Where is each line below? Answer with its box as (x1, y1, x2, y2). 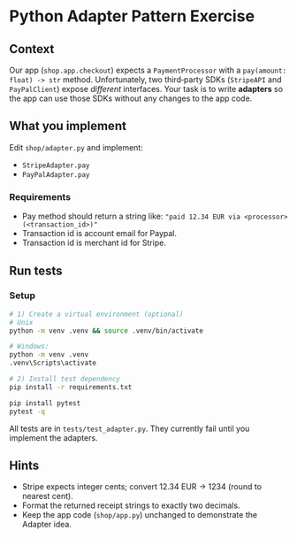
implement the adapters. (9, 432, 99, 443)
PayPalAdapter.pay (21, 170, 90, 179)
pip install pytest (9, 398, 81, 408)
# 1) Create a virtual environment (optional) (9, 310, 184, 319)
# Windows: (9, 342, 49, 351)
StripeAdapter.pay (21, 161, 90, 170)
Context (9, 42, 55, 57)
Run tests (9, 263, 63, 278)
